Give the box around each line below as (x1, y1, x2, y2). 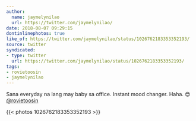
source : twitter (6, 42, 46, 48)
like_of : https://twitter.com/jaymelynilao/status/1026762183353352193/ (6, 36, 190, 42)
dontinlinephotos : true (6, 31, 65, 37)
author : (6, 8, 26, 15)
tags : (6, 63, 20, 70)
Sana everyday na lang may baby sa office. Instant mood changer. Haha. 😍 (6, 91, 191, 98)
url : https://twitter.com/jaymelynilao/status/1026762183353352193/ (11, 58, 185, 64)
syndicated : (6, 47, 36, 53)
